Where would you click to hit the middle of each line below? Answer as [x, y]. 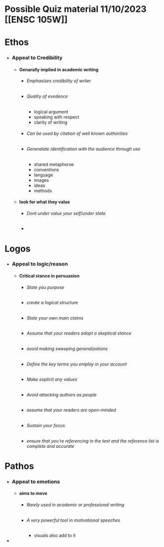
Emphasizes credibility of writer [59, 81]
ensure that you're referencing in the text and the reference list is [93, 441]
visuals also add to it [55, 536]
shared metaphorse [54, 164]
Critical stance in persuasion [49, 276]
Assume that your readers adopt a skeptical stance [79, 333]
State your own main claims [55, 318]
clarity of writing [51, 122]
